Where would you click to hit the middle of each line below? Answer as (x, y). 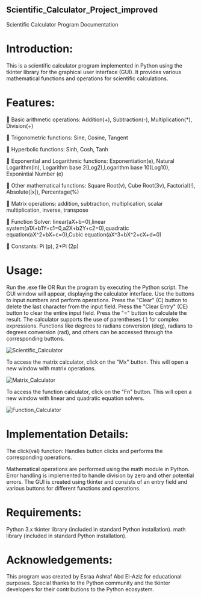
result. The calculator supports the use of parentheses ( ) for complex (93, 319)
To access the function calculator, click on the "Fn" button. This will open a (99, 391)
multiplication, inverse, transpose (47, 210)
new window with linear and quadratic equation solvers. (75, 398)
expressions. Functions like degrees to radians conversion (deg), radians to (99, 326)
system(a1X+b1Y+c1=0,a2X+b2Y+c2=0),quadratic (68, 228)
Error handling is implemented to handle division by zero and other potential (100, 475)
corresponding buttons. (36, 338)
